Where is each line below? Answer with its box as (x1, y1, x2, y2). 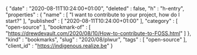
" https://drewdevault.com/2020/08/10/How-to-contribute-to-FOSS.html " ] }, (5, 30, 191, 37)
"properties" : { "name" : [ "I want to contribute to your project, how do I (5, 11, 180, 18)
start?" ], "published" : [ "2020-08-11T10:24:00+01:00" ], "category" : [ (5, 18, 178, 24)
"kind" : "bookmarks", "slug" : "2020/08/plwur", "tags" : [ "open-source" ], (5, 36, 187, 43)
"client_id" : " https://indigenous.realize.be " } (5, 42, 113, 49)
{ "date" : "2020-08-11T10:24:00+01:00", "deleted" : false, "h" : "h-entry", (5, 5, 185, 12)
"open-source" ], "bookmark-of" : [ (5, 23, 91, 30)
